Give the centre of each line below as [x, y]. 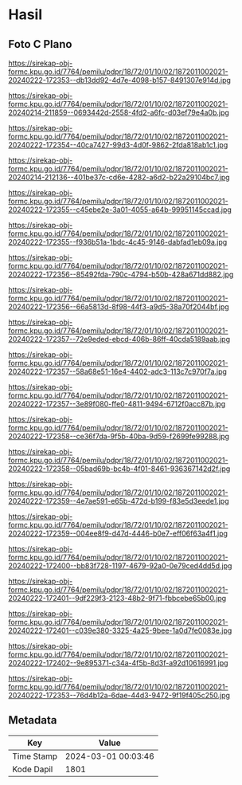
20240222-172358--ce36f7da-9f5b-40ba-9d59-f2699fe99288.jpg [119, 436]
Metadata [33, 720]
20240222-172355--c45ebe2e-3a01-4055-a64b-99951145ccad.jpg [120, 210]
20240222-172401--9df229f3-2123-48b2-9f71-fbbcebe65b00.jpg [117, 598]
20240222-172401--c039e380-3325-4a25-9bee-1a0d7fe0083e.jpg [120, 630]
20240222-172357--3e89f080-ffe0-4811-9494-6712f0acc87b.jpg [117, 404]
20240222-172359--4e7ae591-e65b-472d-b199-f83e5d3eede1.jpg [119, 501]
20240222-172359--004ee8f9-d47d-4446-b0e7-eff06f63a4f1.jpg [118, 533]
